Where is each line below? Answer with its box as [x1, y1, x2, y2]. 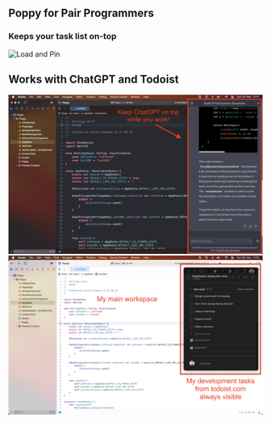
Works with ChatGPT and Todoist [8, 73, 179, 87]
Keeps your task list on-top [8, 31, 117, 42]
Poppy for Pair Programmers [8, 6, 155, 20]
